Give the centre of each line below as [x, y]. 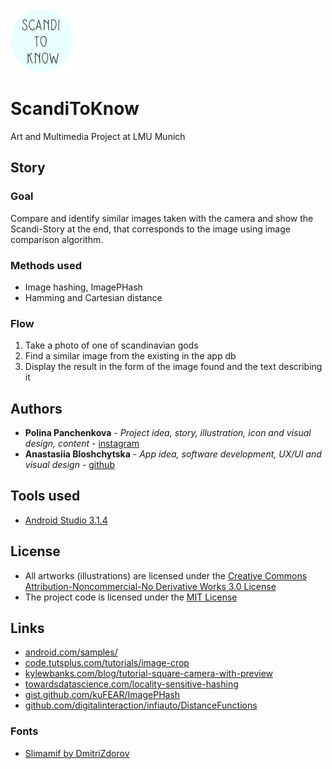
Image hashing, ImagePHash [83, 287]
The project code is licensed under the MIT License [131, 597]
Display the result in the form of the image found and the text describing [173, 367]
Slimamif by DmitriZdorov [77, 753]
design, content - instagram [82, 444]
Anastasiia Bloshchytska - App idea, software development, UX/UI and [173, 454]
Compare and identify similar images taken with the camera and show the [162, 218]
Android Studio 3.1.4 [66, 520]
